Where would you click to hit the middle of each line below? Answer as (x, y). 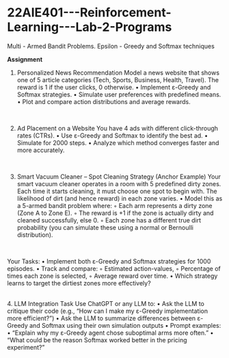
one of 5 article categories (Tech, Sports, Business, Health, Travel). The (118, 79)
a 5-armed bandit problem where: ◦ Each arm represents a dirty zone (115, 205)
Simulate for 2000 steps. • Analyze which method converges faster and (118, 142)
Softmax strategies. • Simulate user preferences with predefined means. (119, 94)
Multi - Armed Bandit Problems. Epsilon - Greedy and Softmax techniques (111, 46)
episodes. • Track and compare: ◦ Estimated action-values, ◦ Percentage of (114, 268)
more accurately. (41, 150)
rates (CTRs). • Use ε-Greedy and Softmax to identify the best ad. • (112, 136)
